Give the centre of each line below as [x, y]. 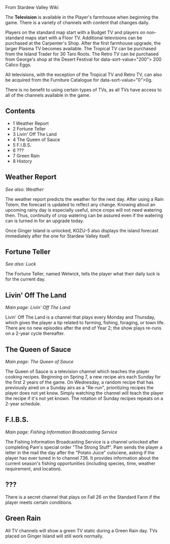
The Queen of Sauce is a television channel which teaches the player [77, 371]
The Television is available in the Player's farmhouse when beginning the [82, 17]
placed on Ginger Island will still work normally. [55, 536]
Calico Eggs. [19, 65]
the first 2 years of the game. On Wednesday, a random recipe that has [79, 382]
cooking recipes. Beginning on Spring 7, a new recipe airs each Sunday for [83, 377]
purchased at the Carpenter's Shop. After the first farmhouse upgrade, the [83, 43]
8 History [22, 161]
